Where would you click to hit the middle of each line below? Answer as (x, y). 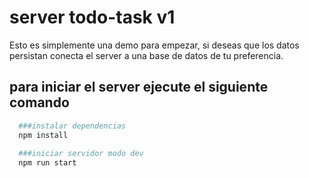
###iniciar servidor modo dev (81, 154)
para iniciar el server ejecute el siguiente (139, 87)
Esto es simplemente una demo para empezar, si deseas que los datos (154, 45)
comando (39, 102)
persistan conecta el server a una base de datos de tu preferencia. (146, 55)
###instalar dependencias (72, 126)
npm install (43, 135)
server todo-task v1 (92, 17)
